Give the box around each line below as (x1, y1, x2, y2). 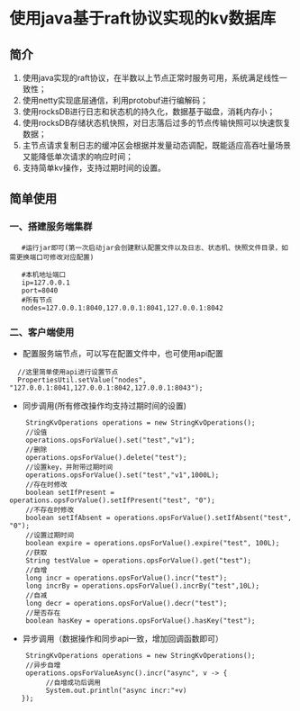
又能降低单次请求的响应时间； (22, 151, 133, 162)
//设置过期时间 (25, 530, 75, 540)
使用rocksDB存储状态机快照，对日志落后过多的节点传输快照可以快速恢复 (22, 118, 291, 128)
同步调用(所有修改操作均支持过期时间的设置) (22, 400, 187, 410)
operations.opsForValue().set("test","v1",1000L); (25, 470, 220, 480)
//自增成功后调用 (45, 678, 101, 687)
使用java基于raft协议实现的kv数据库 (9, 8, 277, 29)
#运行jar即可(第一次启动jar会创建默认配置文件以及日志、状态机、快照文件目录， (21, 243, 282, 252)
